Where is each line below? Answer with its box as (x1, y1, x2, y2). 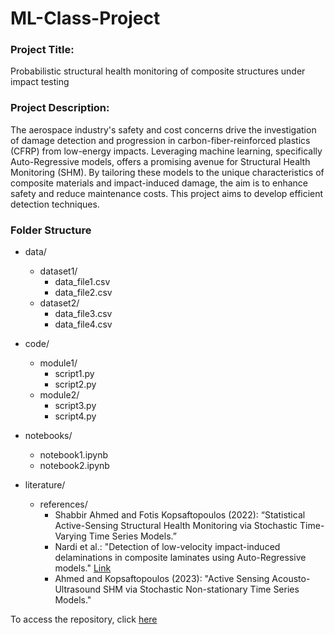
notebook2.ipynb (39, 460, 110, 472)
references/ (39, 498, 88, 511)
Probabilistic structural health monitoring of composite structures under (10, 65, 306, 77)
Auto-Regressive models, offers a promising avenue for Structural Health (10, 155, 311, 167)
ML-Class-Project (10, 7, 161, 30)
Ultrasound (54, 583, 102, 596)
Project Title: (10, 43, 75, 57)
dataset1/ (39, 265, 78, 277)
